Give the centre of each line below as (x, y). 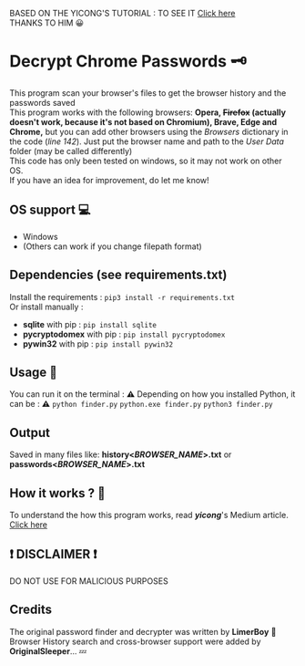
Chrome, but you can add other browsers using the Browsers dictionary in (149, 131)
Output (30, 432)
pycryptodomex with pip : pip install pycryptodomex (124, 334)
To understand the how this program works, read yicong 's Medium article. (149, 515)
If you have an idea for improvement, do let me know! (109, 180)
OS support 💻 (50, 210)
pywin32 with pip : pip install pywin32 (98, 343)
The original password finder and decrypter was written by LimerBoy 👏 (143, 631)
